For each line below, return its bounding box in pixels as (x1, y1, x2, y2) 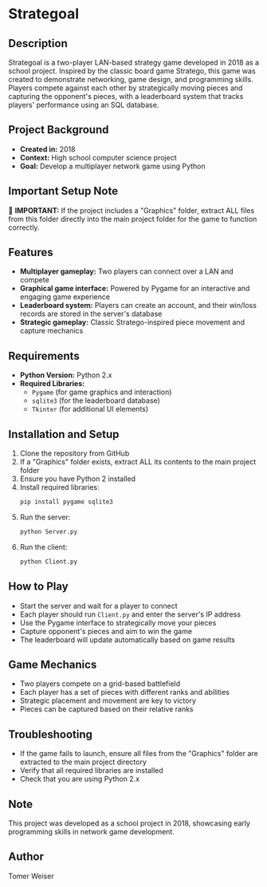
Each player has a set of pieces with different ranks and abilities (19, 688, 230, 697)
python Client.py (19, 558, 78, 566)
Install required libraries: (19, 483, 100, 492)
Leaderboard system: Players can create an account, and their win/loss (19, 301, 257, 310)
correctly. (8, 223, 40, 232)
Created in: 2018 (19, 144, 76, 154)
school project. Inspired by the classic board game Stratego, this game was (8, 66, 257, 76)
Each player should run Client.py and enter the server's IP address (19, 609, 241, 619)
